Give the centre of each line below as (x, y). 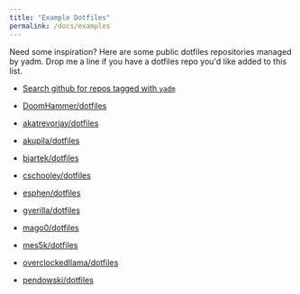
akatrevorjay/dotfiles (60, 123)
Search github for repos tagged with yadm (99, 88)
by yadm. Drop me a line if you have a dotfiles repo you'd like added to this (148, 61)
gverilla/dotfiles (51, 210)
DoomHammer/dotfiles (64, 105)
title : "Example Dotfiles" (60, 18)
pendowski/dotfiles (58, 280)
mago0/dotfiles (50, 227)
